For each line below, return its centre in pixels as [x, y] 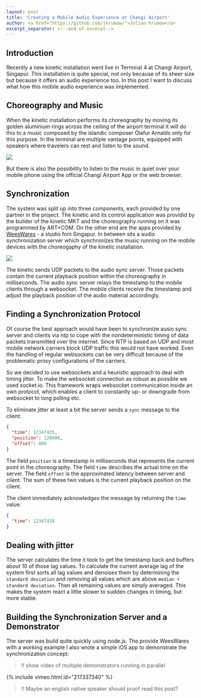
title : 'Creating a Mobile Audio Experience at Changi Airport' [88, 17]
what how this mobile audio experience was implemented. [78, 87]
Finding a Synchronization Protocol [73, 314]
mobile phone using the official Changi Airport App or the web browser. [94, 174]
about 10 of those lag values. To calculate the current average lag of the [95, 566]
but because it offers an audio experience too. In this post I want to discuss [99, 80]
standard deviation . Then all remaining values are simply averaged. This [96, 585]
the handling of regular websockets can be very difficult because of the [95, 354]
